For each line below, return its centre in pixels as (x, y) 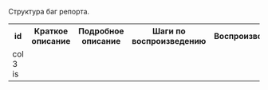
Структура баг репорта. (49, 12)
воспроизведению (169, 41)
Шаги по (169, 31)
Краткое (51, 31)
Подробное (101, 31)
